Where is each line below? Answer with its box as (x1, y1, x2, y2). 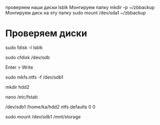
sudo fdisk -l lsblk (5, 44, 43, 51)
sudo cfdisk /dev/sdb (5, 54, 50, 60)
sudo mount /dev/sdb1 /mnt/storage (5, 113, 81, 119)
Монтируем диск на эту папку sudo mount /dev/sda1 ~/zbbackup (5, 10, 146, 16)
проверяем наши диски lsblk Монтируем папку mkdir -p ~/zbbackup (5, 5, 155, 10)
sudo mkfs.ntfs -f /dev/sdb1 (5, 74, 64, 80)
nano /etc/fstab (5, 94, 38, 100)
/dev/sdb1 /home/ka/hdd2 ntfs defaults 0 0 (5, 104, 96, 110)
